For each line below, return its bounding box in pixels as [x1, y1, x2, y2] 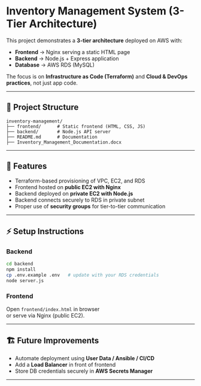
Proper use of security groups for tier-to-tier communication [14, 202, 166, 210]
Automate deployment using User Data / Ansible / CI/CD [14, 354, 155, 361]
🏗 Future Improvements [6, 336, 99, 346]
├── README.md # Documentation [6, 134, 98, 140]
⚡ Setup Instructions [6, 226, 84, 237]
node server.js [6, 277, 44, 283]
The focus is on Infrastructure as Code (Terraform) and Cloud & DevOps [6, 73, 188, 80]
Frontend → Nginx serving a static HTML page [14, 48, 130, 55]
